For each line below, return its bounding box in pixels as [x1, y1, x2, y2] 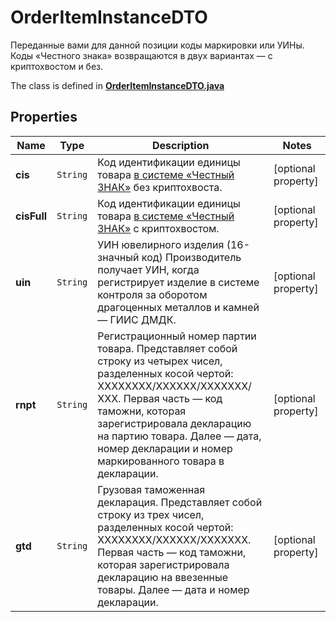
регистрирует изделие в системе [97, 275, 260, 289]
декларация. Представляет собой [97, 495, 263, 509]
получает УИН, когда [97, 262, 200, 276]
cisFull [15, 209, 48, 223]
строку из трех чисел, [97, 507, 205, 521]
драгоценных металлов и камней [97, 300, 260, 314]
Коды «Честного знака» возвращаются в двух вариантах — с [10, 49, 273, 61]
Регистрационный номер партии [97, 329, 257, 343]
